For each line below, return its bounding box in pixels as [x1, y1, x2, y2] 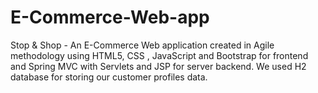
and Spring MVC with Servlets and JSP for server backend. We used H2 [10, 60, 307, 72]
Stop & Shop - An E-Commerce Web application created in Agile [10, 39, 275, 51]
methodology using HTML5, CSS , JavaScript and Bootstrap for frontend [10, 49, 309, 61]
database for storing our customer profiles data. [10, 71, 208, 83]
